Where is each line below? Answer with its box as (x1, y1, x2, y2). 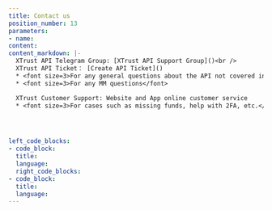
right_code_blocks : (15, 167, 82, 175)
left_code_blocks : (8, 137, 70, 145)
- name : (8, 34, 35, 43)
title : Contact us (8, 11, 70, 20)
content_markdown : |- (8, 49, 82, 57)
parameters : (8, 27, 49, 35)
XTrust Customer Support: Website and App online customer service (15, 94, 249, 102)
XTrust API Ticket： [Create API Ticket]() (15, 65, 164, 73)
